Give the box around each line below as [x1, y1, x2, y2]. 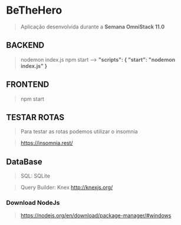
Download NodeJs [6, 199, 60, 207]
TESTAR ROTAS [6, 112, 65, 122]
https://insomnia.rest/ [20, 140, 73, 147]
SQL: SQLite [20, 172, 50, 179]
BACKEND [6, 40, 45, 50]
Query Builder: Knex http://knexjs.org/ [20, 184, 113, 191]
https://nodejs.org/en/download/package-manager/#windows [20, 212, 172, 219]
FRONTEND [6, 79, 50, 89]
